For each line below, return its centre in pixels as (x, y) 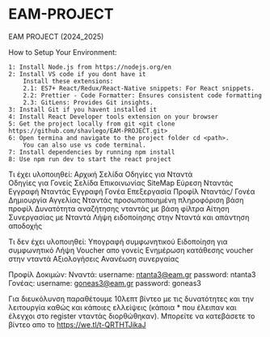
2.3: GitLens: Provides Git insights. (88, 102)
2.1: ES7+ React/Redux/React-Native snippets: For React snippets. (139, 88)
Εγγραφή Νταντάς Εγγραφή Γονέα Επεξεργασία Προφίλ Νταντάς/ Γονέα (132, 191)
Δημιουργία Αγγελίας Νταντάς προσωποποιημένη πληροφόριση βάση (126, 200)
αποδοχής (25, 226)
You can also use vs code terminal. (85, 145)
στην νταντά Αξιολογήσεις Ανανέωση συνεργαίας (94, 258)
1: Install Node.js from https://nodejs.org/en (90, 67)
